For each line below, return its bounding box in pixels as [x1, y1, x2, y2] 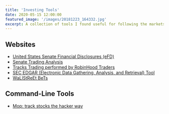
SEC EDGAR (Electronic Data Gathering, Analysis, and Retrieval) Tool [12, 70, 155, 76]
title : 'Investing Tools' [5, 7, 59, 13]
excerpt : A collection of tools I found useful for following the [5, 21, 147, 27]
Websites [5, 40, 36, 48]
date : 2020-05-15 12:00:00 [5, 12, 62, 17]
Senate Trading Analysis [12, 59, 63, 65]
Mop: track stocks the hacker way [12, 103, 83, 109]
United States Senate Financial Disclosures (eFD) [12, 53, 115, 60]
